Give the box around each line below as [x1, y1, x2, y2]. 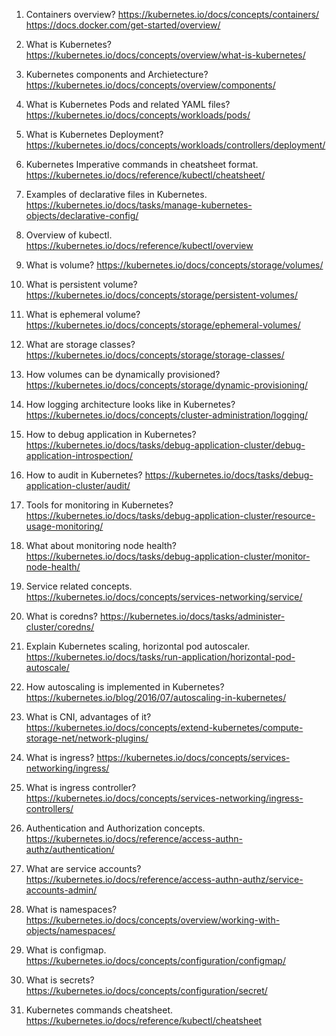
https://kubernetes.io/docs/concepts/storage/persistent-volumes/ [25, 289, 298, 301]
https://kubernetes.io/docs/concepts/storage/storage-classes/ [25, 349, 285, 361]
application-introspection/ [25, 450, 134, 461]
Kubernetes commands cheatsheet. [25, 1004, 174, 1016]
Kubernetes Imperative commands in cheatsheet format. [25, 159, 259, 170]
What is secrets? [25, 974, 95, 986]
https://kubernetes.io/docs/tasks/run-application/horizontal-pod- [25, 651, 296, 663]
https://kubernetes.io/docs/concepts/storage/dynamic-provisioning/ [25, 379, 309, 391]
